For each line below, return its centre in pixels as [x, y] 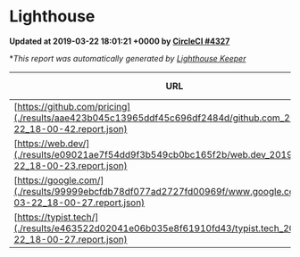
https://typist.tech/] [58, 217]
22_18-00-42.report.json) [71, 128]
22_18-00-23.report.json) [71, 165]
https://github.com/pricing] [74, 106]
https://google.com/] [61, 180]
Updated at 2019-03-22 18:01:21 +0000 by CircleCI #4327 [120, 41]
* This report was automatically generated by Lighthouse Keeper [128, 58]
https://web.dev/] [54, 143]
